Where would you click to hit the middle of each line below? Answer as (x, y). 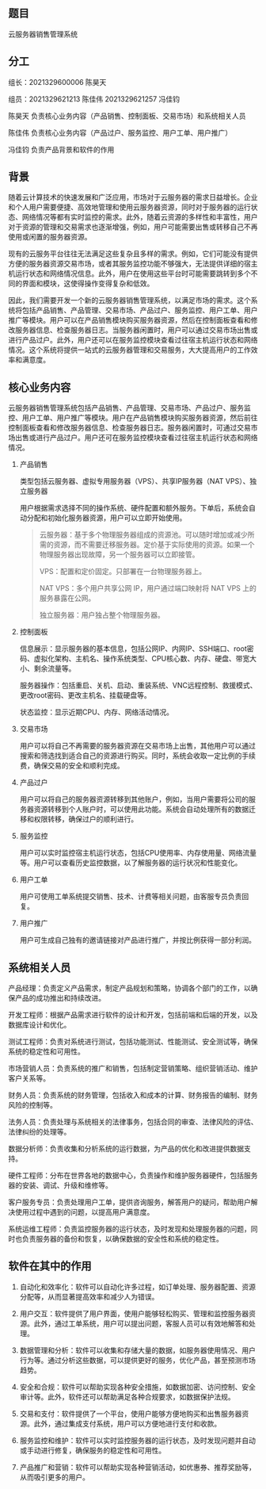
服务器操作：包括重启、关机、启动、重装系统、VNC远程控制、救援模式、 (138, 685)
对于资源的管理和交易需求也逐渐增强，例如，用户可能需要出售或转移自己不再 (133, 227)
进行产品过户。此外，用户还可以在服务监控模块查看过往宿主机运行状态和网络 (133, 340)
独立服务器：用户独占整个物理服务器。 (102, 615)
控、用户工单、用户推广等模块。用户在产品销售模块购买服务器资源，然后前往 (133, 418)
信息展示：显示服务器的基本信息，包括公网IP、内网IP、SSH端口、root (133, 649)
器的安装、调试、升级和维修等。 (60, 1185)
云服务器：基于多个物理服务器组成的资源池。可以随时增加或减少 (143, 535)
